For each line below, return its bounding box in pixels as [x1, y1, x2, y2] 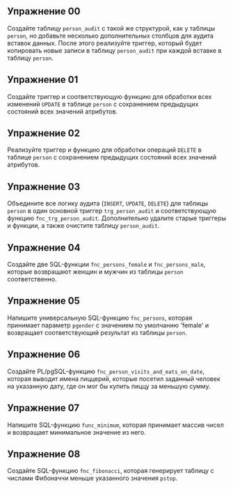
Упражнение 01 [7, 74, 79, 86]
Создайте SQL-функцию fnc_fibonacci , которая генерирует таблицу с [7, 467, 214, 475]
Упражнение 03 [7, 180, 81, 192]
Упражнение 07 [7, 402, 80, 414]
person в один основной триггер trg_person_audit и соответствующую [7, 207, 217, 215]
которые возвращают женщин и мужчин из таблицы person [7, 267, 184, 276]
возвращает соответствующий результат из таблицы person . [7, 328, 188, 336]
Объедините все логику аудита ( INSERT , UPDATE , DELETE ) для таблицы [7, 199, 209, 208]
